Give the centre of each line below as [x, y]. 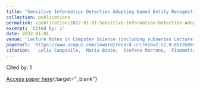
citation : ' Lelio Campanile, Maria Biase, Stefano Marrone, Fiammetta [101, 51]
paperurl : [18, 45]
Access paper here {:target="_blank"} [52, 78]
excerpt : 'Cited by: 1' [36, 28]
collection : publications [38, 17]
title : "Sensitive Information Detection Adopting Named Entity [87, 12]
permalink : [20, 23]
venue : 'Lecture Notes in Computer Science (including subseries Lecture [100, 39]
